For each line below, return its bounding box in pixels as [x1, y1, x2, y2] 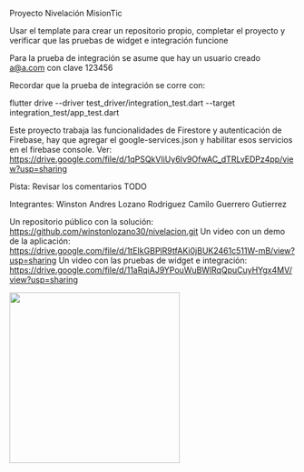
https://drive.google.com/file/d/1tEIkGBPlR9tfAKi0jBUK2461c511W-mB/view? [9, 246, 295, 256]
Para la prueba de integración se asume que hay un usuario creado [9, 53, 261, 63]
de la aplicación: [9, 236, 71, 246]
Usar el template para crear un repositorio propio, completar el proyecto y [9, 25, 286, 35]
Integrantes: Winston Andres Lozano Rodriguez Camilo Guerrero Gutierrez [9, 199, 288, 209]
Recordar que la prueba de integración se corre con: [9, 80, 206, 90]
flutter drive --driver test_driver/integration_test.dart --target [9, 97, 236, 108]
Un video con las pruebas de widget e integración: [58, 255, 248, 266]
